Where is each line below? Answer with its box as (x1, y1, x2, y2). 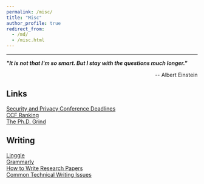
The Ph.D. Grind (6, 118, 47, 125)
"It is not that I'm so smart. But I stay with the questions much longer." (6, 60, 188, 67)
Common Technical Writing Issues (6, 171, 92, 178)
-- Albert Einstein (154, 71, 198, 78)
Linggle (6, 151, 25, 158)
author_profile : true (6, 20, 61, 26)
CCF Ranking (6, 111, 39, 118)
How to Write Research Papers (6, 165, 83, 172)
